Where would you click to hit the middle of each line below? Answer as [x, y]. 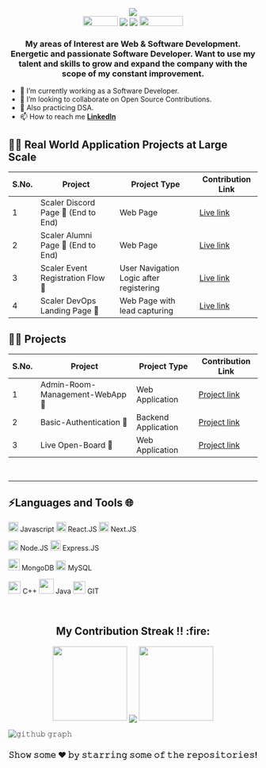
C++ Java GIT [61, 591]
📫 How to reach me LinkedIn [68, 117]
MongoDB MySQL [57, 567]
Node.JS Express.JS [59, 547]
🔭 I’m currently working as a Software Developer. [99, 91]
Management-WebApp [84, 394]
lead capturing [146, 311]
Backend [152, 417]
